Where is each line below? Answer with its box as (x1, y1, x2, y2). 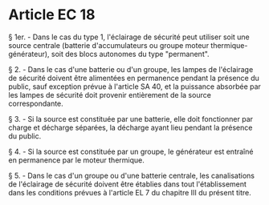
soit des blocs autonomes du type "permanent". (51, 49, 210, 58)
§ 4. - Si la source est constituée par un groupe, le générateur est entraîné (8, 147, 254, 156)
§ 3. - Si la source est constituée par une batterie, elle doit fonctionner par (8, 114, 254, 123)
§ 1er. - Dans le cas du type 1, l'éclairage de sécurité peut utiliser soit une (8, 32, 251, 42)
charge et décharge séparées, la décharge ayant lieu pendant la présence (8, 123, 253, 132)
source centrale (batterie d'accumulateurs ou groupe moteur (8, 40, 210, 50)
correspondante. (8, 98, 64, 108)
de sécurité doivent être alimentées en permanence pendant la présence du (8, 73, 259, 82)
